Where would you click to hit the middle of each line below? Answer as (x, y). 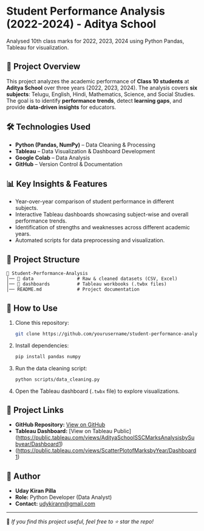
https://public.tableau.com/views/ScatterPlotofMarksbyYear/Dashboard (107, 451)
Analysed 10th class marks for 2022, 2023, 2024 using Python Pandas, (95, 41)
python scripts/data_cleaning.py (57, 379)
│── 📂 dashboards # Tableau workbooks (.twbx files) (87, 284)
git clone (28, 334)
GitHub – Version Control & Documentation (69, 164)
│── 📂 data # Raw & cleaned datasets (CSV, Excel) (92, 279)
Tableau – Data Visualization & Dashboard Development (85, 151)
